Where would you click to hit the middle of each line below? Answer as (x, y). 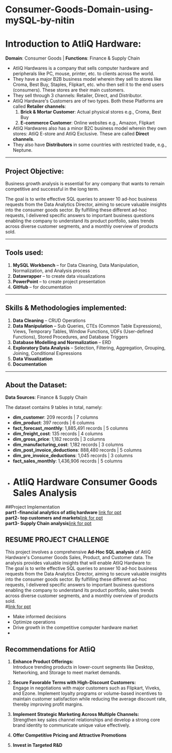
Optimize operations (34, 622)
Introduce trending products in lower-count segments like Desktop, (83, 667)
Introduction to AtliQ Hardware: (73, 44)
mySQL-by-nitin (40, 20)
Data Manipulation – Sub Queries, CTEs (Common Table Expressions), (87, 326)
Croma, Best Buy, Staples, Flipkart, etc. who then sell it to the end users (88, 85)
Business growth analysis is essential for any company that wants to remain (85, 183)
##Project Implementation (33, 507)
